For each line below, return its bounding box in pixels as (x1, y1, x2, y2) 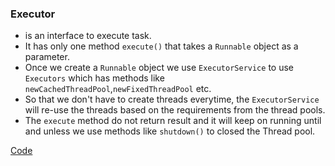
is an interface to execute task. (24, 30, 152, 42)
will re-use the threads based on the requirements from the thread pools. (24, 104, 326, 116)
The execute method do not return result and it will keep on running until (24, 115, 322, 127)
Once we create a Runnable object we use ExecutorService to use (24, 62, 294, 74)
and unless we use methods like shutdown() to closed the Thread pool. (24, 125, 316, 137)
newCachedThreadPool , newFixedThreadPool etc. (24, 83, 212, 95)
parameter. (24, 51, 70, 63)
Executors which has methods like (24, 72, 165, 84)
